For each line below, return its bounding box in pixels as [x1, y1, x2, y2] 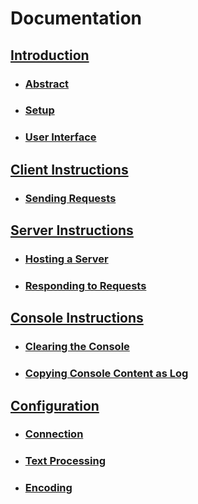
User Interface [24, 130, 97, 144]
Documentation [10, 7, 143, 30]
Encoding [24, 481, 73, 495]
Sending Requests [24, 191, 117, 205]
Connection [24, 427, 84, 441]
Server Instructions [10, 222, 134, 239]
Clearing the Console [24, 340, 130, 354]
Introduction [10, 47, 90, 64]
